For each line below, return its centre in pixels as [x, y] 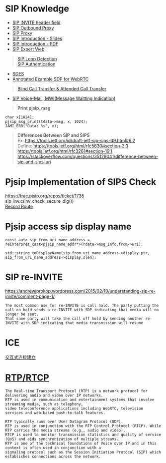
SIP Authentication [36, 64]
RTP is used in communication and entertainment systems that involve [80, 400]
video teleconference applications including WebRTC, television [74, 408]
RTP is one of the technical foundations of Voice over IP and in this [81, 443]
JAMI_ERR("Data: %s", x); [32, 126]
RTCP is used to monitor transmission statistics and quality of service [83, 435]
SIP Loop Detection [37, 58]
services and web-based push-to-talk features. [55, 413]
